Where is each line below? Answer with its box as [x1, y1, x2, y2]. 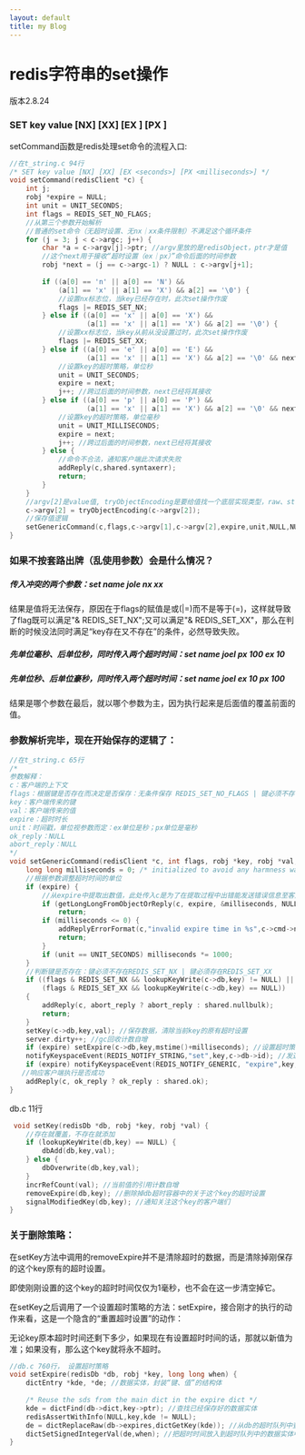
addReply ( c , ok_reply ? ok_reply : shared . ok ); [25, 1076, 209, 1086]
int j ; [25, 184, 51, 194]
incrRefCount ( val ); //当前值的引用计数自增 [25, 1180, 179, 1189]
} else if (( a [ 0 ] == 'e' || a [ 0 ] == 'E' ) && [42, 345, 213, 354]
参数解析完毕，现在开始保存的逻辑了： [9, 734, 177, 747]
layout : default [9, 13, 71, 23]
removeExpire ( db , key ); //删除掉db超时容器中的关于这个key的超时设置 [25, 1188, 266, 1197]
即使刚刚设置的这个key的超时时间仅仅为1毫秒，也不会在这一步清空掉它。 [9, 1282, 280, 1293]
